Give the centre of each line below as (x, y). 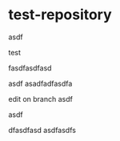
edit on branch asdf (41, 99)
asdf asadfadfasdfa (40, 83)
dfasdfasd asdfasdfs (42, 130)
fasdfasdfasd (30, 68)
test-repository (60, 15)
